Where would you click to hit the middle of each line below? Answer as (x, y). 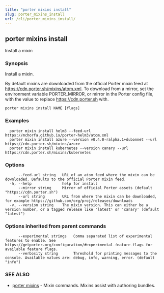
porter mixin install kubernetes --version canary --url (69, 148)
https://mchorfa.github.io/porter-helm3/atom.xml (57, 135)
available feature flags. (31, 249)
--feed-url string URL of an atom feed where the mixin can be (86, 175)
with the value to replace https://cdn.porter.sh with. (57, 99)
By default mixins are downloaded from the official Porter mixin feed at (77, 84)
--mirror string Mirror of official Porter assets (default (85, 188)
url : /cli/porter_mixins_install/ (41, 19)
